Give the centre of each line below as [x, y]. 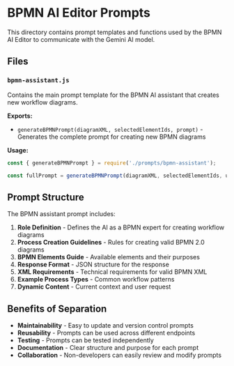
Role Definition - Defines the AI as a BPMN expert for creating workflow [121, 227]
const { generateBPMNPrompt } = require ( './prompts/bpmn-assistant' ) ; [112, 163]
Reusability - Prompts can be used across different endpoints [106, 333]
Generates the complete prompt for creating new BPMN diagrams [111, 137]
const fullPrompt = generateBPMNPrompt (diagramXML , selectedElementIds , [115, 176]
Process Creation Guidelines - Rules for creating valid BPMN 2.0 [111, 243]
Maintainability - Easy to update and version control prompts [105, 325]
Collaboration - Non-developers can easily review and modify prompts [119, 355]
